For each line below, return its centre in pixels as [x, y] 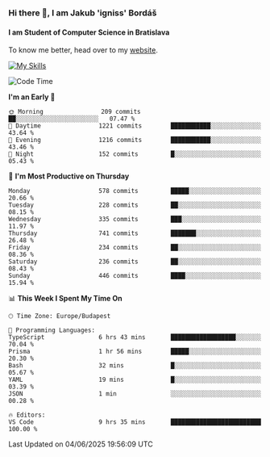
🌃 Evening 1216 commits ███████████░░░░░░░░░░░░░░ [135, 140]
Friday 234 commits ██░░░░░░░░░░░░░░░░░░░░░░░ [135, 248]
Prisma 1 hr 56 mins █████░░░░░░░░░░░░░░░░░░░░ [135, 352]
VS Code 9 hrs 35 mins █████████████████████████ [135, 422]
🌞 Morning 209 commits [75, 112]
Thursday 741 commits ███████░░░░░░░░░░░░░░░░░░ [135, 233]
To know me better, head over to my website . [83, 50]
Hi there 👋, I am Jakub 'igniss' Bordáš [83, 13]
